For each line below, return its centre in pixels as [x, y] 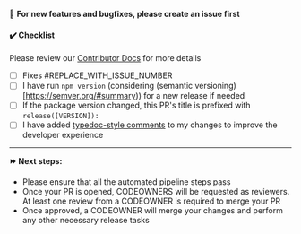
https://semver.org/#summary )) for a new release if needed [135, 96]
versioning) [216, 86]
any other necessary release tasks [86, 221]
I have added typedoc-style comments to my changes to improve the [150, 125]
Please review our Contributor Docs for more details [105, 58]
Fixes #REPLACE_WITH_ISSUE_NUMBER [97, 75]
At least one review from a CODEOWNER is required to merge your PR [151, 201]
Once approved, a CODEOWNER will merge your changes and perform [153, 211]
